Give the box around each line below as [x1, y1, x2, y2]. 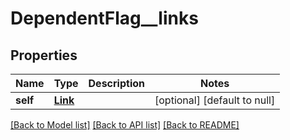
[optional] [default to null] [154, 93, 276, 107]
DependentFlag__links [10, 7, 199, 30]
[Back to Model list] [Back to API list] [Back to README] [10, 119, 240, 131]
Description [88, 77, 145, 90]
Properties [10, 47, 78, 64]
